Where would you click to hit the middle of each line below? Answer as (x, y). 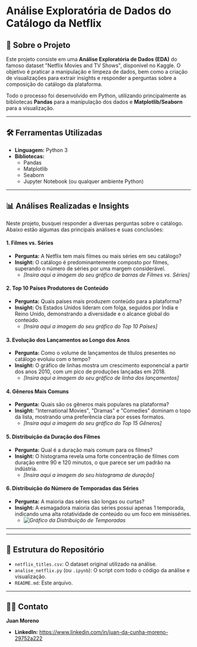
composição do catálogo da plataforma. (54, 84)
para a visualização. (30, 108)
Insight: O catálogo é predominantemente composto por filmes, (91, 262)
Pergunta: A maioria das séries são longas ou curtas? (79, 501)
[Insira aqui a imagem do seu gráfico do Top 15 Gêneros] (93, 423)
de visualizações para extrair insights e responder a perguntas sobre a (91, 78)
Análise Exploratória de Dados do (89, 11)
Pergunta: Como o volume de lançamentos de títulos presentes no (95, 353)
